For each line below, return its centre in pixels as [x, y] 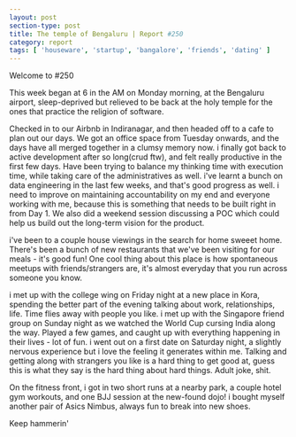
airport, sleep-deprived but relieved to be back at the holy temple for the [141, 102]
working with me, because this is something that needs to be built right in [143, 204]
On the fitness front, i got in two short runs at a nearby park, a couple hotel [145, 387]
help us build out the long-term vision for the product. [107, 223]
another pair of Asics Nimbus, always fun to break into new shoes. [130, 406]
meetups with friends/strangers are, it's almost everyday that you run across [148, 269]
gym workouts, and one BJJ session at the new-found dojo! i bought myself [147, 397]
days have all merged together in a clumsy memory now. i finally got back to [148, 148]
